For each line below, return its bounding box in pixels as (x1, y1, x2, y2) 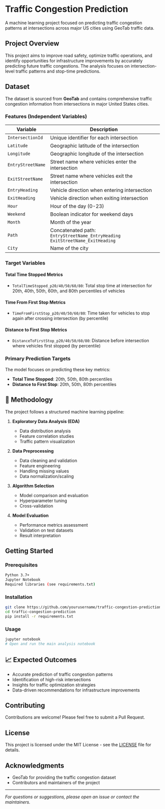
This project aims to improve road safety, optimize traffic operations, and (5, 52, 153, 58)
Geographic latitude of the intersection (50, 142, 139, 149)
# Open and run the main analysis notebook (5, 641, 96, 646)
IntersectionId (7, 135, 43, 140)
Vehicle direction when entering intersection (50, 187, 152, 193)
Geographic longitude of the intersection (50, 150, 144, 157)
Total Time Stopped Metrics (5, 271, 63, 277)
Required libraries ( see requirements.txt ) (5, 581, 96, 587)
